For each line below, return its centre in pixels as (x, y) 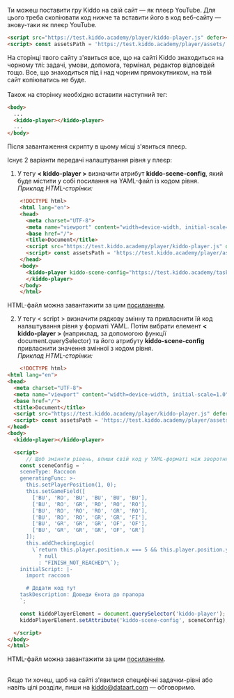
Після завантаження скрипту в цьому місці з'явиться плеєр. (97, 146)
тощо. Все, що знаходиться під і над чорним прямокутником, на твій (110, 72)
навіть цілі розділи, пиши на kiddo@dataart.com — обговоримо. (102, 688)
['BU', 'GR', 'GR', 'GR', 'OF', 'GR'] (88, 530)
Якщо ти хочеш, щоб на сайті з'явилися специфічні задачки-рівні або (110, 680)
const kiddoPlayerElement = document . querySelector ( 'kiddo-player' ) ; (123, 614)
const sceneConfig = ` (53, 465)
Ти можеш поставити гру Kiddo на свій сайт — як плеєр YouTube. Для (111, 10)
